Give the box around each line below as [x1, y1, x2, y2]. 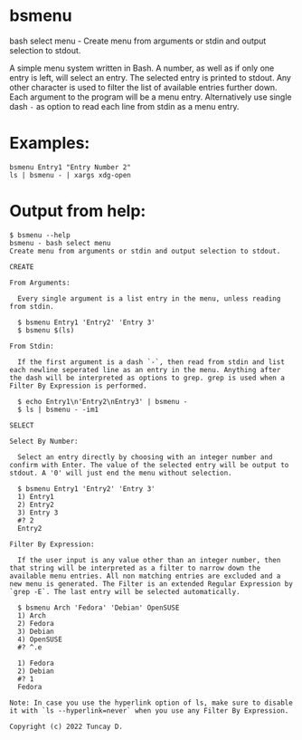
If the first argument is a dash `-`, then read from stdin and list [17, 357, 285, 367]
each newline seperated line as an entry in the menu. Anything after [9, 365, 281, 374]
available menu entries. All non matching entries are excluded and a [9, 572, 281, 581]
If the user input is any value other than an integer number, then [17, 555, 281, 564]
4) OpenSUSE [17, 635, 63, 644]
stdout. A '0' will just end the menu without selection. [9, 468, 232, 477]
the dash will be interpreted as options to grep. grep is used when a [9, 373, 285, 382]
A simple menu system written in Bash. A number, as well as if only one [9, 62, 275, 73]
